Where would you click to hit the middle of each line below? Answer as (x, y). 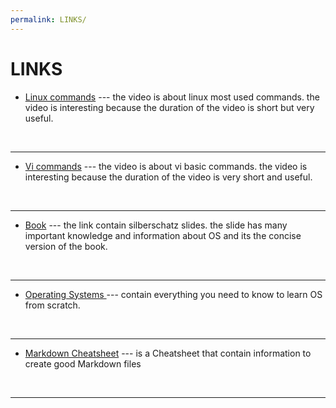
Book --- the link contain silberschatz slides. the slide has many (156, 225)
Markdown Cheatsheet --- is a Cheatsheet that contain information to (168, 353)
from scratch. (52, 305)
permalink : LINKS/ (48, 19)
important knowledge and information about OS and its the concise (163, 235)
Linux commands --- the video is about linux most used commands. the (172, 97)
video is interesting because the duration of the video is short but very (169, 107)
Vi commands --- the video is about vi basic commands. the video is (166, 166)
